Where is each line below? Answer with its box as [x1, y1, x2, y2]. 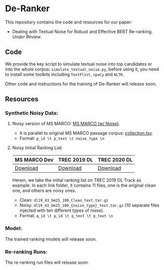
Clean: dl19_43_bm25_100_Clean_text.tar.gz [19, 197, 109, 203]
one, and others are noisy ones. [12, 188, 76, 194]
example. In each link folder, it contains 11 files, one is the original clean [12, 182, 156, 188]
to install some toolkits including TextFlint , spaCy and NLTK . [5, 71, 124, 77]
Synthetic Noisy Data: [5, 110, 58, 116]
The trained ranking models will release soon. [5, 236, 97, 242]
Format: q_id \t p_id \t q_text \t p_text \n [19, 213, 114, 219]
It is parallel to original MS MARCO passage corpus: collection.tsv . [19, 130, 153, 136]
